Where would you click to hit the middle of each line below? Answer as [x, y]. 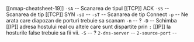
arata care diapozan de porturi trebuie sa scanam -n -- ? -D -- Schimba [91, 20]
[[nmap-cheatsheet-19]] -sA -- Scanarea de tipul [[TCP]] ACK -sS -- [88, 8]
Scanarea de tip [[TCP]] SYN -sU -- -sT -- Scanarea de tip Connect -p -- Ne [97, 14]
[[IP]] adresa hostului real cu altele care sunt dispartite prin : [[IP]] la [89, 26]
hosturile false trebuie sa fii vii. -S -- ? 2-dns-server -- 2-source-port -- [91, 33]
